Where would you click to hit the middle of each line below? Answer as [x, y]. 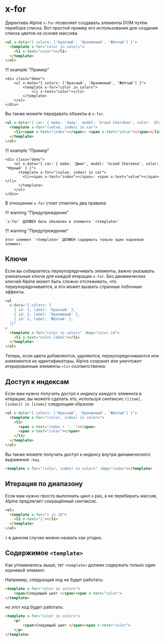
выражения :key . [23, 459]
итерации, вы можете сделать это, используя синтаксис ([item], [74, 399]
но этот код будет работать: [34, 607]
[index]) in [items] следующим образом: [50, 404]
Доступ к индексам [37, 382]
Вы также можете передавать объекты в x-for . [55, 114]
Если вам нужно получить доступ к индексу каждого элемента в [73, 393]
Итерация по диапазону [44, 484]
